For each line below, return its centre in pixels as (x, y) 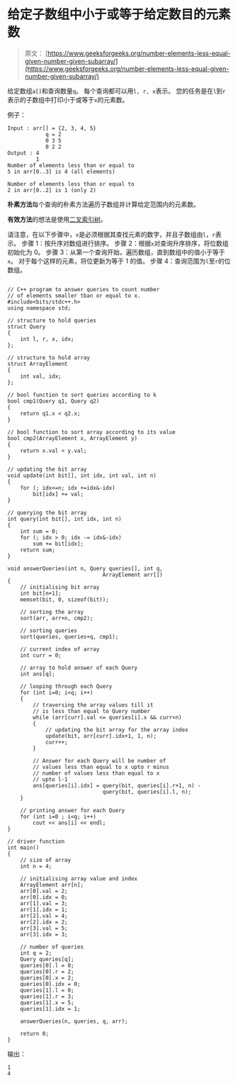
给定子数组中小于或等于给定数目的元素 (119, 15)
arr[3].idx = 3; (44, 934)
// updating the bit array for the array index (117, 730)
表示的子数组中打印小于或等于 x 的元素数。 (68, 99)
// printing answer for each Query (73, 810)
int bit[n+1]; (41, 593)
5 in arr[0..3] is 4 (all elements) (61, 172)
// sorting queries (49, 630)
